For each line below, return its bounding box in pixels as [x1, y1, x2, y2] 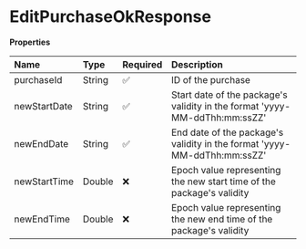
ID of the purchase [171, 73, 250, 86]
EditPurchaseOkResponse [9, 6, 212, 27]
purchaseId [14, 73, 63, 86]
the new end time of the [171, 213, 273, 225]
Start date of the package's [171, 88, 289, 101]
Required [122, 57, 163, 70]
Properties [9, 36, 51, 47]
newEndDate [14, 137, 69, 150]
